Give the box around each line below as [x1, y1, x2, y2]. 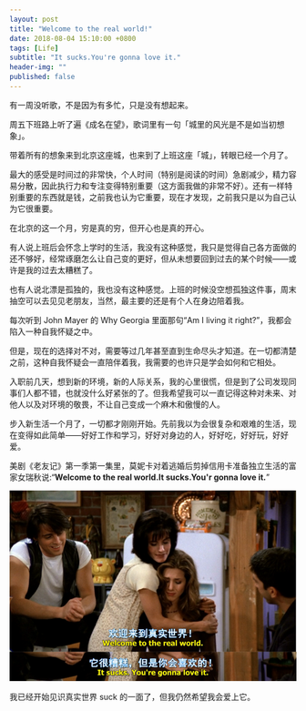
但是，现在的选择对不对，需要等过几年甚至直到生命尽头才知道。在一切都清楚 [9, 345, 297, 356]
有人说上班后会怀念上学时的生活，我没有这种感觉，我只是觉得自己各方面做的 [9, 241, 297, 252]
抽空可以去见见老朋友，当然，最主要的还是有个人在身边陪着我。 [9, 295, 249, 306]
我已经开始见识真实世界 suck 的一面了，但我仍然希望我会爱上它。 [9, 691, 256, 702]
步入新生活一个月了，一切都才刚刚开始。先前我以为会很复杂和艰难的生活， [9, 418, 289, 429]
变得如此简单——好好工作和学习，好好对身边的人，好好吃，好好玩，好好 [16, 429, 289, 441]
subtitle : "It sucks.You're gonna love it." [9, 53, 181, 63]
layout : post [9, 15, 59, 24]
